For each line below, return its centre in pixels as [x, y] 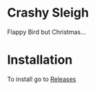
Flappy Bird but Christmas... [46, 32]
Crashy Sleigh [48, 13]
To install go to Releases [42, 79]
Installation [40, 60]
